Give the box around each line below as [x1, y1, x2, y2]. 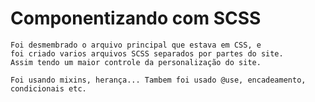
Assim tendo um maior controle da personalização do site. [10, 57, 262, 67]
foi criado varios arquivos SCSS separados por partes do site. [10, 48, 284, 59]
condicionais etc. [10, 83, 87, 94]
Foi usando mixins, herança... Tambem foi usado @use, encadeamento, [10, 75, 307, 85]
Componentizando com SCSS [10, 7, 262, 30]
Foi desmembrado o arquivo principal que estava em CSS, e [10, 40, 262, 50]
